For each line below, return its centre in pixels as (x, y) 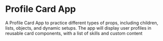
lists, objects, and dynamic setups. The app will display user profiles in (78, 28)
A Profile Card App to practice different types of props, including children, (82, 23)
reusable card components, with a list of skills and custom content (74, 33)
